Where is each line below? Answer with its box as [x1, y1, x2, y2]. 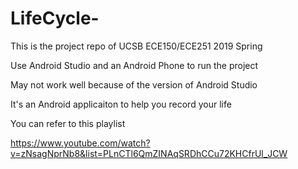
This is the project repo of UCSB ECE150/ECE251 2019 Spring [10, 40, 263, 52]
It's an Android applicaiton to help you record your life [10, 98, 232, 110]
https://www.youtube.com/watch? [10, 137, 151, 149]
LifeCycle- [10, 7, 100, 30]
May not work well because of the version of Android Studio [10, 78, 258, 91]
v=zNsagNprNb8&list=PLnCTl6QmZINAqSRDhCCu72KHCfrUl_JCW [10, 147, 288, 159]
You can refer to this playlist [10, 117, 126, 129]
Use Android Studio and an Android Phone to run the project [10, 59, 259, 71]
